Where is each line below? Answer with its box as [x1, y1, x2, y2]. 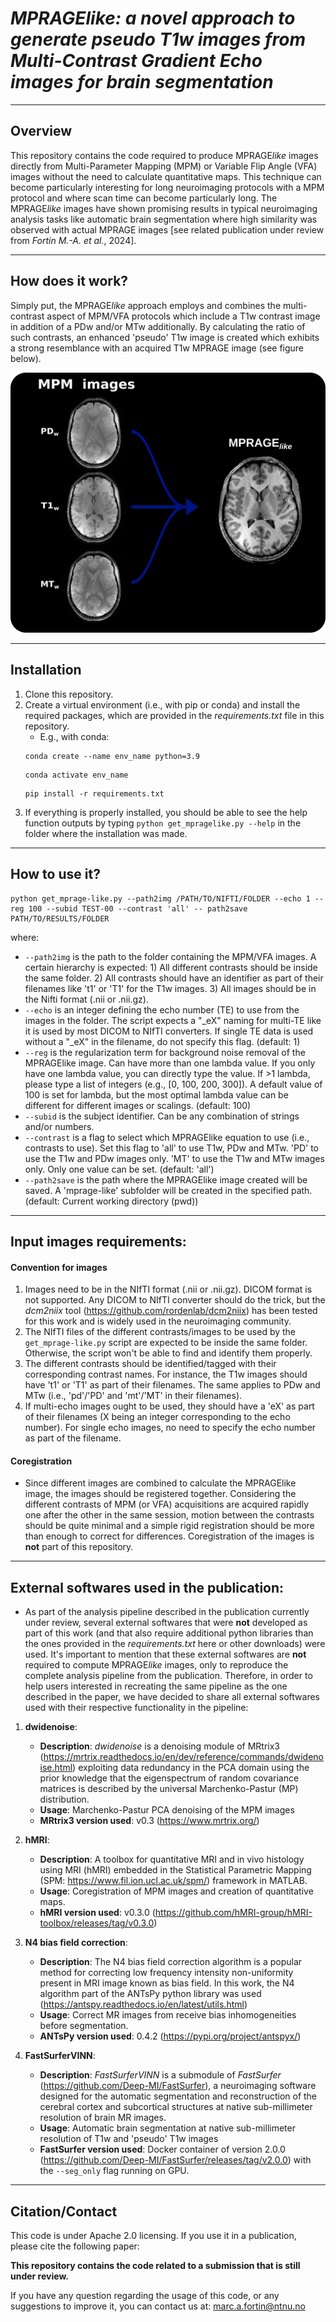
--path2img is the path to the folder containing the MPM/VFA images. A [24, 950, 317, 962]
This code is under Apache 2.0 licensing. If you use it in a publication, [10, 2230, 297, 2241]
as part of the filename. [24, 1432, 122, 1444]
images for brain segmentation [10, 71, 274, 94]
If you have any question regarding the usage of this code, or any [10, 2290, 280, 2301]
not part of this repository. [24, 1541, 134, 1553]
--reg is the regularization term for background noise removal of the [24, 1046, 306, 1058]
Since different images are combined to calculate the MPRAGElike [24, 1477, 297, 1489]
